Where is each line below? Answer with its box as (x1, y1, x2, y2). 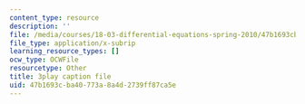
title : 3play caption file (9, 72, 112, 81)
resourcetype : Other (9, 64, 88, 73)
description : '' (9, 22, 71, 31)
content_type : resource (9, 13, 100, 23)
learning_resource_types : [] (9, 47, 120, 56)
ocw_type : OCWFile (9, 55, 79, 64)
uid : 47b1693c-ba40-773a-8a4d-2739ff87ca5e (9, 80, 177, 90)
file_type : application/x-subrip (9, 38, 136, 48)
